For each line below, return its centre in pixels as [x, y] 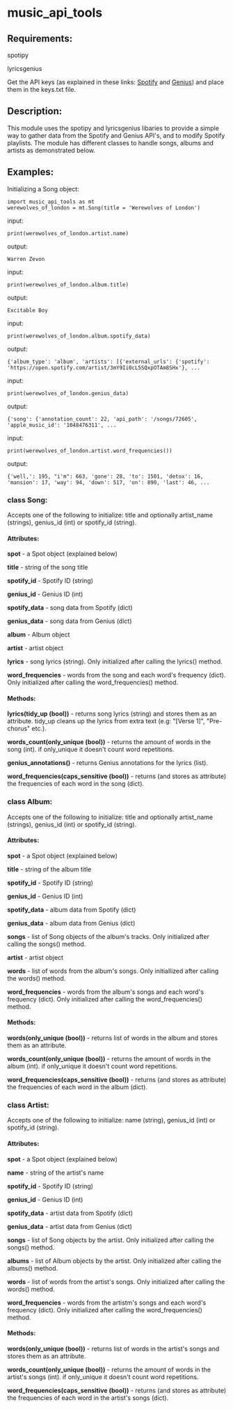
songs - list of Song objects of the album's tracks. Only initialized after [109, 936]
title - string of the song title [48, 567]
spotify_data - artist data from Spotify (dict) [70, 1213]
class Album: [30, 802]
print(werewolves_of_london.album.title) [68, 284]
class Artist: [28, 1105]
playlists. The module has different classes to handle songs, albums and [111, 143]
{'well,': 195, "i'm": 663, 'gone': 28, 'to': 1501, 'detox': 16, [105, 476]
